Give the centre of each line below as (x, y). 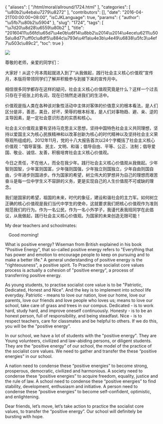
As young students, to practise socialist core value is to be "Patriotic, (74, 285)
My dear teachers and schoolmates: (41, 225)
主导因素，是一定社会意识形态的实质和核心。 (50, 118)
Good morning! (24, 235)
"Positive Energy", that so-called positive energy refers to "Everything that (79, 249)
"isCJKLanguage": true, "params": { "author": (95, 17)
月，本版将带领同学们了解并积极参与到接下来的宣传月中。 (62, 79)
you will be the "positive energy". (38, 326)
